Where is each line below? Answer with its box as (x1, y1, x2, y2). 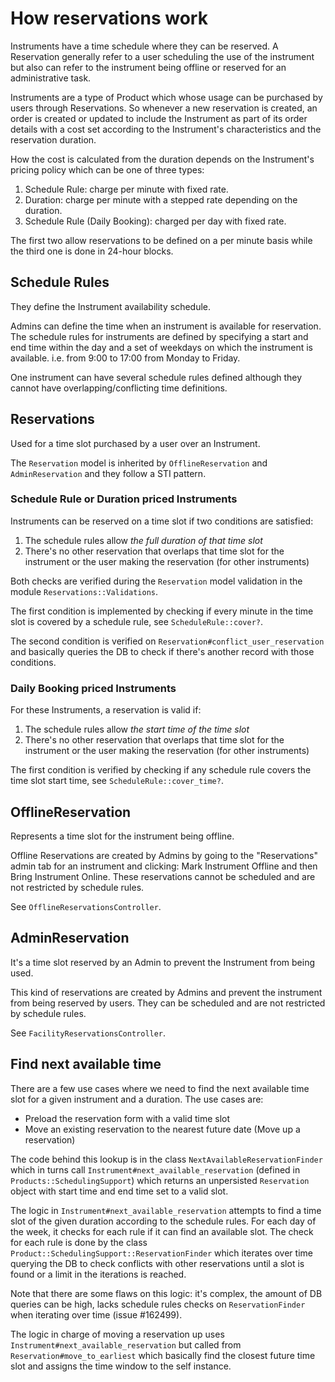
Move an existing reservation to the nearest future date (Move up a (24, 1123, 301, 1135)
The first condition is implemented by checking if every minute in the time (10, 605, 314, 617)
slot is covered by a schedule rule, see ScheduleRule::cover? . (10, 615, 264, 627)
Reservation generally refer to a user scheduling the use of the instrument (10, 50, 315, 62)
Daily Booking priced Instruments (10, 681, 177, 695)
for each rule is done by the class (10, 1236, 148, 1248)
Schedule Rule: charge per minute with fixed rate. (24, 183, 229, 195)
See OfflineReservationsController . (10, 900, 162, 912)
